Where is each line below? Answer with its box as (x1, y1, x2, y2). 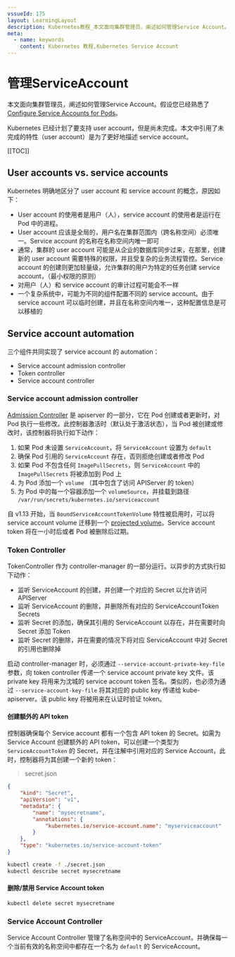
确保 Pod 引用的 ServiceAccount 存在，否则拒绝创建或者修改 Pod (17, 451, 205, 461)
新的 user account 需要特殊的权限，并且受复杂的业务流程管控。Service (17, 254, 224, 262)
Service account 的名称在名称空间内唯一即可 (30, 236, 160, 245)
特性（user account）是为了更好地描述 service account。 (25, 132, 193, 141)
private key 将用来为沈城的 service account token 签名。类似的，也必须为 (7, 677, 220, 686)
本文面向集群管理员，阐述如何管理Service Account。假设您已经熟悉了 (7, 100, 210, 108)
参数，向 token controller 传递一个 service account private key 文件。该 (7, 669, 215, 677)
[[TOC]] (7, 146, 30, 155)
